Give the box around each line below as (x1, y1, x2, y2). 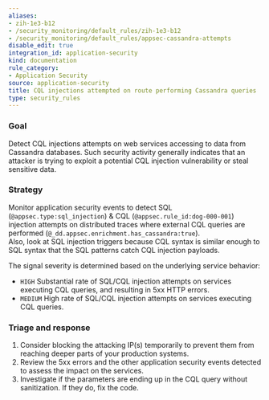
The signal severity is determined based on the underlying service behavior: (8, 260, 261, 270)
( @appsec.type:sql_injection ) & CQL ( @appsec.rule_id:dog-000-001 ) (8, 210, 234, 221)
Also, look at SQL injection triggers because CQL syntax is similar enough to (8, 236, 260, 246)
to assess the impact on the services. (19, 366, 145, 376)
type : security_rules (8, 94, 81, 102)
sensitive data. (8, 164, 57, 173)
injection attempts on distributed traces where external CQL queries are (8, 219, 246, 229)
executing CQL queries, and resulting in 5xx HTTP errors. (19, 284, 210, 294)
